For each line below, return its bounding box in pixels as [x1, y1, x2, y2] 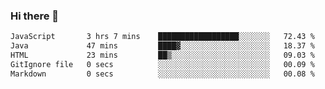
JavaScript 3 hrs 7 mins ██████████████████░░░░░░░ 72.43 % [10, 32, 315, 42]
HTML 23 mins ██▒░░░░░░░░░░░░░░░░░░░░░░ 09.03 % [10, 50, 315, 61]
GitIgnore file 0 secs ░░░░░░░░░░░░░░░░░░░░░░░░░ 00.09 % [10, 59, 315, 69]
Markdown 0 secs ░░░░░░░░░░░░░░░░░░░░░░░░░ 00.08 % [10, 69, 315, 79]
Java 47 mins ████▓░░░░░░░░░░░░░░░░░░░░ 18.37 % [10, 41, 315, 51]
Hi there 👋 [10, 9, 60, 23]
